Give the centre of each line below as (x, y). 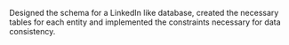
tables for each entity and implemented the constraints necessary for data (145, 22)
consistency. (32, 31)
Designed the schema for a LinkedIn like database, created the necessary (144, 13)
